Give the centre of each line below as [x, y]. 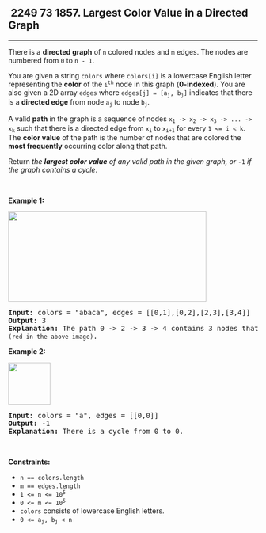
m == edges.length [50, 486]
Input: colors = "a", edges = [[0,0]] [84, 416]
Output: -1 [29, 424]
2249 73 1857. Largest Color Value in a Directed [129, 13]
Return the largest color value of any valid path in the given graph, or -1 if [130, 162]
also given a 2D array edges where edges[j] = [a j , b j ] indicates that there [130, 93]
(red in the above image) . [53, 337]
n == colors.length [52, 478]
